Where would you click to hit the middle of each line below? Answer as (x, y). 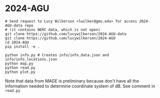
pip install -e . (22, 46)
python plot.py (20, 72)
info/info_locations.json (31, 59)
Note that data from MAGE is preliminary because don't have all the (72, 81)
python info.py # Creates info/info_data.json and (57, 55)
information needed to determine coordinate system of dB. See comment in (80, 86)
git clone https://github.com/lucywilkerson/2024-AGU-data (66, 34)
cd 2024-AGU (17, 42)
